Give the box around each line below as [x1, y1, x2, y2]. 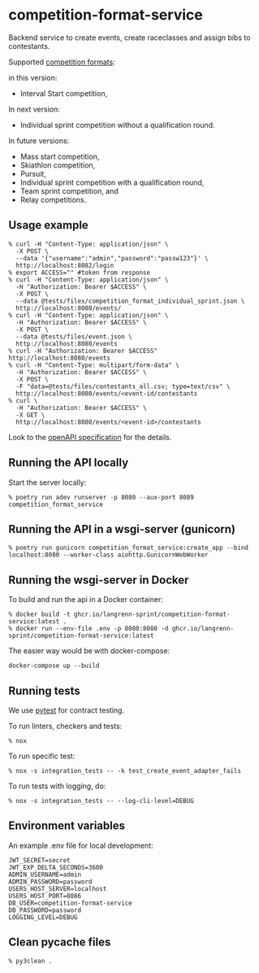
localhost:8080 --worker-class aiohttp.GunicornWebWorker [8, 551, 209, 559]
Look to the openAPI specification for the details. [8, 432, 172, 442]
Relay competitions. [19, 194, 87, 204]
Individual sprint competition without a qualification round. [19, 120, 215, 129]
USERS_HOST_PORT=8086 [8, 892, 82, 900]
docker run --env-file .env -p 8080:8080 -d [15, 625, 169, 633]
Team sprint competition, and [19, 185, 119, 196]
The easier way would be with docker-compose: [8, 646, 171, 656]
